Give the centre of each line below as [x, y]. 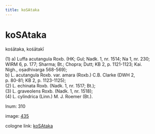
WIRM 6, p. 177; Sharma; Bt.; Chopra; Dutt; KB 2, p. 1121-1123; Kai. [74, 64]
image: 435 [17, 116]
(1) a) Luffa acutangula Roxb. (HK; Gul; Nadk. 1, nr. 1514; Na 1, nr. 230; [78, 59]
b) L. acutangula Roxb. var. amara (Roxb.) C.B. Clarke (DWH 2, [70, 75]
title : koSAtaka [22, 10]
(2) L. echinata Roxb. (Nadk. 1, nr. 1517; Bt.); [50, 85]
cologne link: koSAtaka [29, 126]
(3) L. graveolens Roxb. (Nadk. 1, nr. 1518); [49, 91]
